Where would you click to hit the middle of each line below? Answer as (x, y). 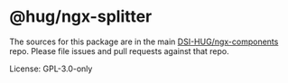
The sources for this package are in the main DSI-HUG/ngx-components (144, 41)
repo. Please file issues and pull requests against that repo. (120, 51)
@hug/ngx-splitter (81, 17)
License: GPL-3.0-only (51, 69)
